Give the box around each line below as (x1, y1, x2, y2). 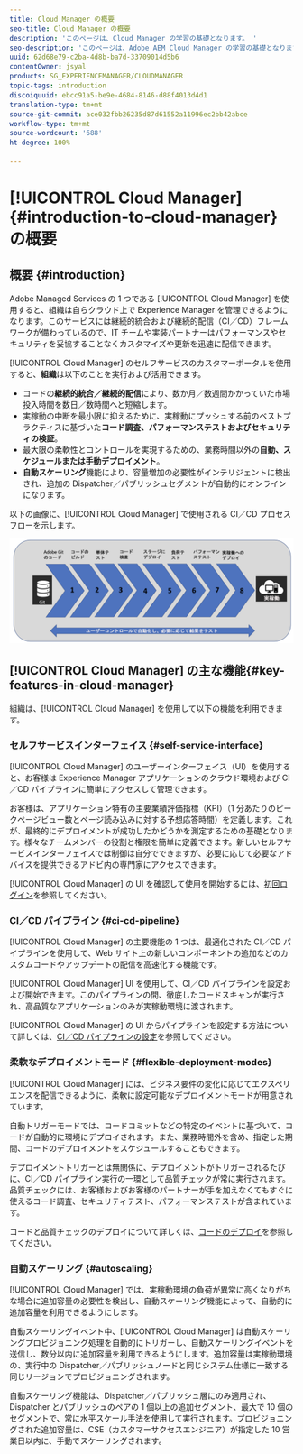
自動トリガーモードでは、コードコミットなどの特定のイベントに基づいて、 (9, 1119, 286, 1131)
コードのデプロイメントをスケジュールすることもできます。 (24, 1142, 245, 1154)
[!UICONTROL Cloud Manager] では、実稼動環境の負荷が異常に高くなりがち (9, 1284, 291, 1294)
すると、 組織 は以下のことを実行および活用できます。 (9, 368, 207, 379)
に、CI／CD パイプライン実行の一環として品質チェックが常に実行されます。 (9, 1173, 291, 1183)
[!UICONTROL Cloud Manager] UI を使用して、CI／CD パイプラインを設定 (9, 979, 284, 989)
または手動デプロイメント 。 (61, 456, 165, 466)
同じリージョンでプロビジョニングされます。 (9, 1371, 175, 1382)
